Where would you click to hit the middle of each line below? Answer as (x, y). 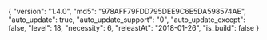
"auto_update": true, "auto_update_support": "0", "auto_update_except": (127, 20)
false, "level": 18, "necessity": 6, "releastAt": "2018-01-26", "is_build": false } (134, 28)
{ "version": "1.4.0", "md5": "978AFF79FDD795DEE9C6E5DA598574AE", (127, 11)
